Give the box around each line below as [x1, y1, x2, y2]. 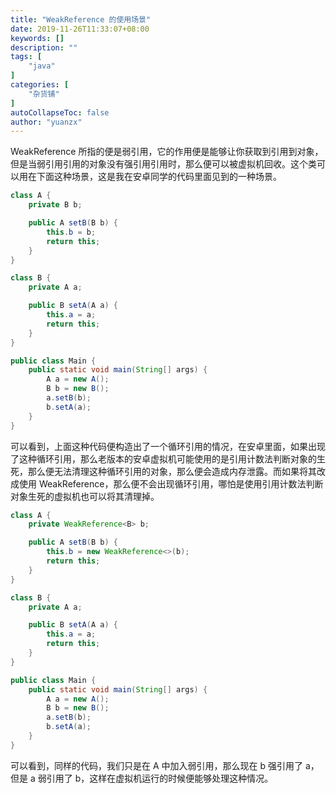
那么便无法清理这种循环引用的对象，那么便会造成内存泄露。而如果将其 [27, 465, 317, 477]
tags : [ [10, 52, 43, 62]
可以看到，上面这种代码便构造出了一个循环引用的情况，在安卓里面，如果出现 [10, 440, 326, 452]
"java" [28, 61, 56, 71]
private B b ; [28, 200, 83, 210]
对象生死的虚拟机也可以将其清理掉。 [10, 490, 160, 502]
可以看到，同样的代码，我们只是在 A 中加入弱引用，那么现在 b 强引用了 [10, 759, 303, 771]
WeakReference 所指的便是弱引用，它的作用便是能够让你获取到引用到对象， [10, 146, 324, 158]
